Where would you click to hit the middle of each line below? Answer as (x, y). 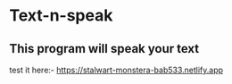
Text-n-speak (61, 16)
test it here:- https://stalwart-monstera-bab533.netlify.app (116, 70)
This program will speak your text (104, 49)
